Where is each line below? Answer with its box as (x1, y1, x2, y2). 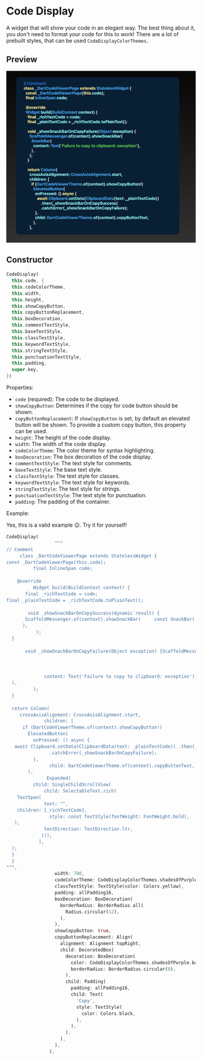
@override (17, 579, 42, 585)
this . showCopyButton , (11, 303, 66, 309)
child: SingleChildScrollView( (32, 782, 112, 788)
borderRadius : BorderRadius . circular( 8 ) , (70, 966, 176, 972)
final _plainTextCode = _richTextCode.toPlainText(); (6, 597, 144, 603)
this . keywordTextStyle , (11, 341, 71, 347)
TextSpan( (17, 794, 42, 800)
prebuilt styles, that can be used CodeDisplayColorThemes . (6, 37, 148, 44)
